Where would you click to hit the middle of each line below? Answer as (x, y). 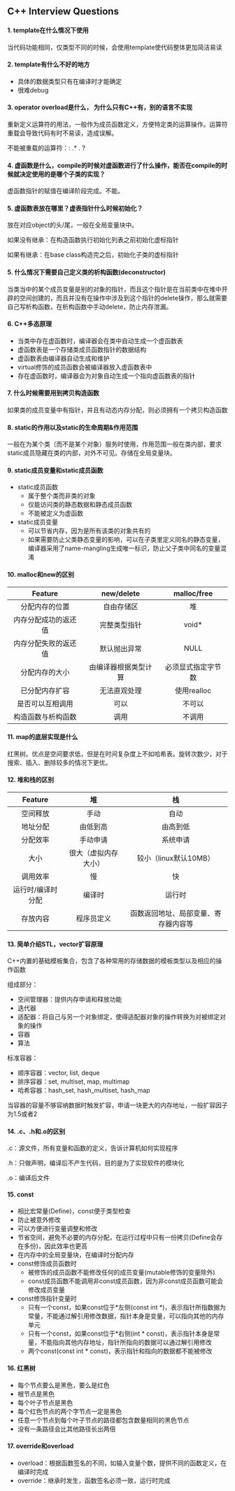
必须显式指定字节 (193, 666)
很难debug (33, 90)
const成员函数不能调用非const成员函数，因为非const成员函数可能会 (126, 1281)
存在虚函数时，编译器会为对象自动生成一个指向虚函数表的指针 (106, 376)
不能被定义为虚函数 (56, 513)
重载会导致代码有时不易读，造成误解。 (62, 133)
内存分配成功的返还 (45, 619)
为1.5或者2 (22, 1114)
